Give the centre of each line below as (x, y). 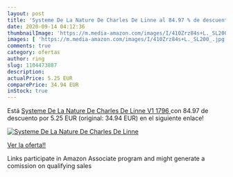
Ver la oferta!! (27, 145)
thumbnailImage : (31, 33)
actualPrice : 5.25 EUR (40, 78)
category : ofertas (34, 53)
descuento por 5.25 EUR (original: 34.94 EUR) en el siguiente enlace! (106, 118)
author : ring (26, 59)
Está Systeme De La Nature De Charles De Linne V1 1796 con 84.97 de (108, 111)
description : (26, 71)
